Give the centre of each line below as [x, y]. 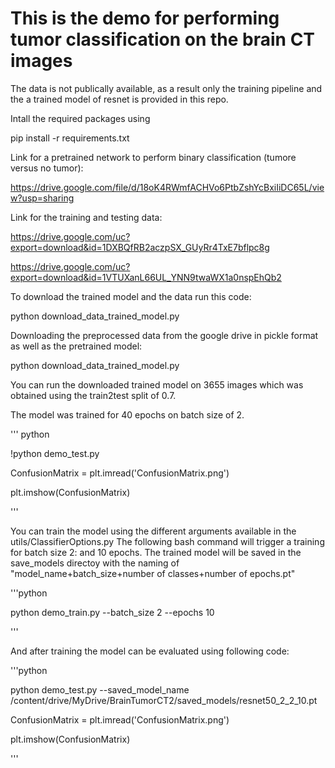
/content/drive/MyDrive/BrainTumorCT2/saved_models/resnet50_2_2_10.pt [164, 700]
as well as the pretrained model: [76, 346]
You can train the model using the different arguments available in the [153, 531]
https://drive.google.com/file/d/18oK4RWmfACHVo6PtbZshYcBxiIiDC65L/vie [167, 187]
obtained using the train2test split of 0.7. [93, 395]
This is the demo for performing [145, 18]
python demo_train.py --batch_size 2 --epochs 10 [112, 612]
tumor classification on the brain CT [163, 39]
